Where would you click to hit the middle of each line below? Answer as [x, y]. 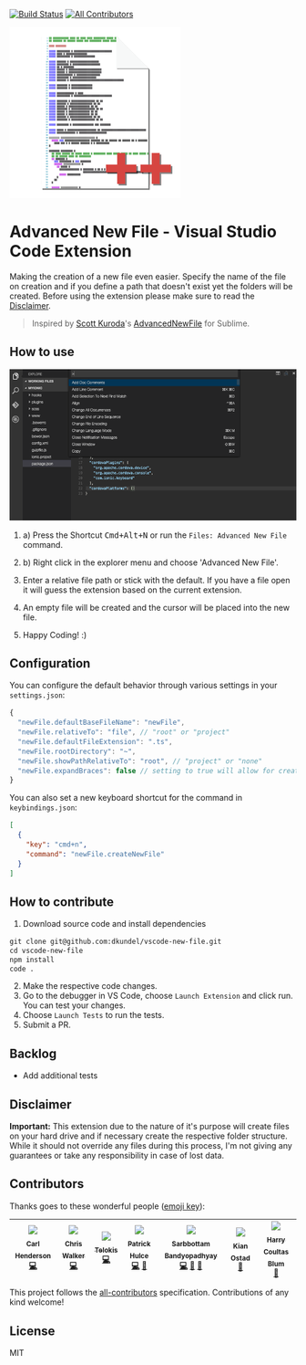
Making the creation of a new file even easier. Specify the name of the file [148, 276]
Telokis [106, 1250]
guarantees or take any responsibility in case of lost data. [117, 1155]
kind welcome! [37, 1302]
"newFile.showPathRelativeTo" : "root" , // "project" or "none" [140, 761]
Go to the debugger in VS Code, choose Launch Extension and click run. [158, 996]
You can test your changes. [74, 1005]
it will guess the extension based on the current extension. [133, 590]
